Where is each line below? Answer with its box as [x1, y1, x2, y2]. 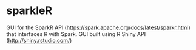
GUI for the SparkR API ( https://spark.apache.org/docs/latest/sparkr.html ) [6, 24, 191, 31]
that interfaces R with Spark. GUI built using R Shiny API [6, 30, 146, 37]
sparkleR [6, 4, 53, 18]
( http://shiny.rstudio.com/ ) [6, 37, 72, 44]
